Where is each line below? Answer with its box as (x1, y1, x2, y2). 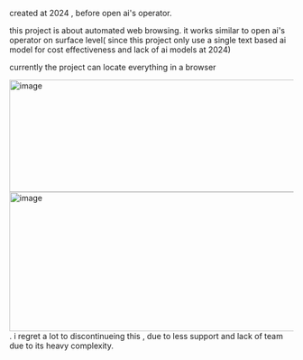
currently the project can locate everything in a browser (9, 62, 216, 72)
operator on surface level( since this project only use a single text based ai (9, 35, 287, 45)
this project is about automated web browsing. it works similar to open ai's (9, 25, 286, 35)
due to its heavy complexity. (9, 340, 115, 351)
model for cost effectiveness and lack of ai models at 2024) (9, 44, 232, 55)
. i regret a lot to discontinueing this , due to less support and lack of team (9, 331, 284, 341)
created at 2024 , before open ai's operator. (9, 8, 173, 18)
